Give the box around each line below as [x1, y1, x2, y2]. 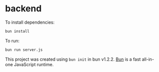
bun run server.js [5, 47, 43, 52]
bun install [5, 29, 30, 34]
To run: [5, 37, 20, 43]
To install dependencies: [5, 19, 55, 25]
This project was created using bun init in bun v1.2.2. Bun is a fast [5, 56, 141, 62]
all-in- [142, 56, 154, 62]
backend [5, 3, 42, 14]
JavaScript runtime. [14, 61, 54, 67]
